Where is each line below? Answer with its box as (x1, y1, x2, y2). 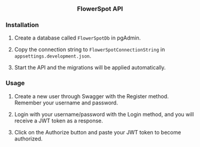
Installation (5, 20, 40, 29)
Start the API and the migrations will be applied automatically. (14, 64, 166, 71)
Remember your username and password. (14, 99, 118, 106)
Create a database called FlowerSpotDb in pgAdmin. (14, 34, 141, 41)
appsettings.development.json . (14, 52, 92, 59)
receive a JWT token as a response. (14, 117, 103, 124)
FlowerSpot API (77, 4, 123, 13)
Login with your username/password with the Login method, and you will (14, 110, 194, 118)
